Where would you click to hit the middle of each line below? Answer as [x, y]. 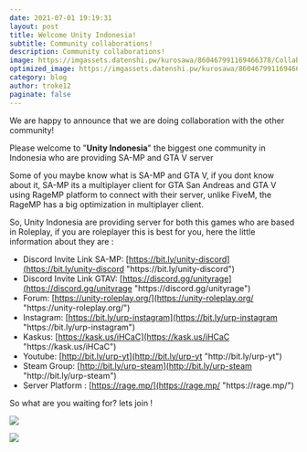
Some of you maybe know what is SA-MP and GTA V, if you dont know [142, 175]
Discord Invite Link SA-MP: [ [76, 259]
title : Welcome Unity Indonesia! [73, 35]
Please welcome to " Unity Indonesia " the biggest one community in [138, 148]
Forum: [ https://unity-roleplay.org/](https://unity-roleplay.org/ [138, 298]
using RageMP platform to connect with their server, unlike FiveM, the [141, 194]
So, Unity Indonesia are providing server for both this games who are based [152, 222]
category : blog [38, 78]
